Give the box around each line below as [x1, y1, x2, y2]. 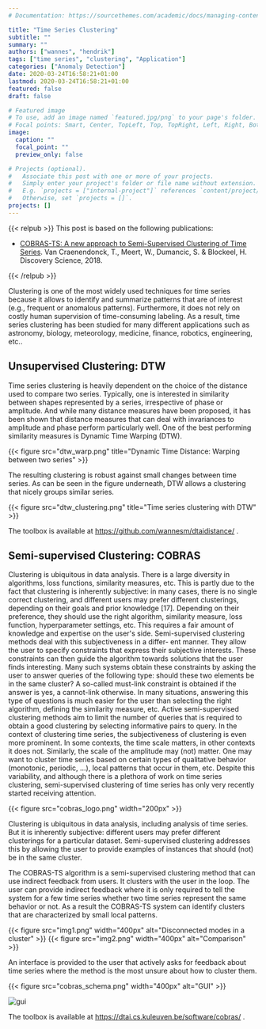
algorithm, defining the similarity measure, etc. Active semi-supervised [8, 704, 240, 714]
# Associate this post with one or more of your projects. [8, 172, 215, 180]
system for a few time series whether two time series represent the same [8, 894, 247, 903]
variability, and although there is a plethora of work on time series [8, 772, 222, 781]
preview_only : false [15, 150, 83, 158]
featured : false [8, 85, 62, 93]
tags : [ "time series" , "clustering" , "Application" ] [8, 55, 186, 63]
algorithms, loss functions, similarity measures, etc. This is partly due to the [8, 579, 255, 588]
